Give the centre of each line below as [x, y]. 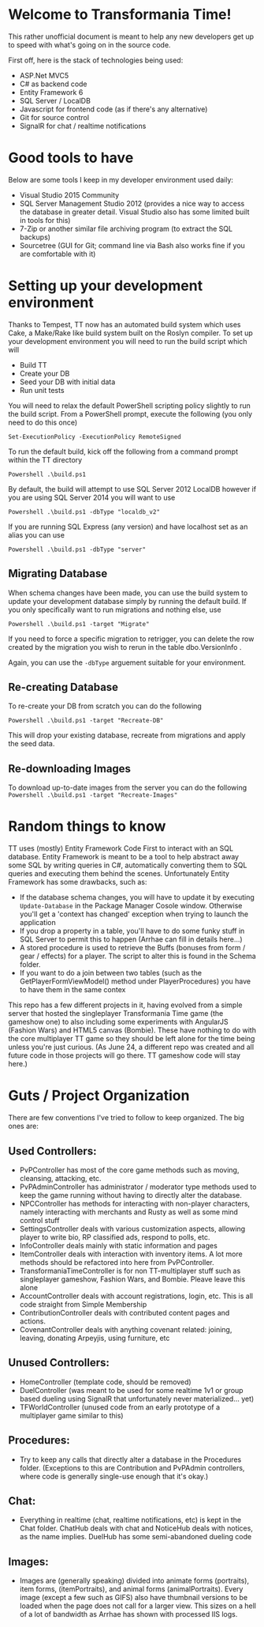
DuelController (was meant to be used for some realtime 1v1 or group [131, 1390]
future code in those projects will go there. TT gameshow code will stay [125, 1055]
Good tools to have [71, 158]
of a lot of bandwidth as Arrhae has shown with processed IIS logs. [128, 1614]
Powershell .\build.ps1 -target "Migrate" [79, 624]
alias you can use [37, 534]
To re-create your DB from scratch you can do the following [105, 706]
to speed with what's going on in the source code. [89, 44]
